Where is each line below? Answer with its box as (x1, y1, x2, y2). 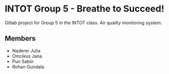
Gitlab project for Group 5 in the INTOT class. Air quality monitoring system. (5, 20, 162, 26)
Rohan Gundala (12, 63, 45, 69)
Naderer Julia (12, 47, 41, 53)
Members (5, 34, 36, 43)
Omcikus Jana (12, 53, 43, 59)
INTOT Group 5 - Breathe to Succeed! (5, 3, 164, 15)
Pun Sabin (12, 58, 34, 64)
